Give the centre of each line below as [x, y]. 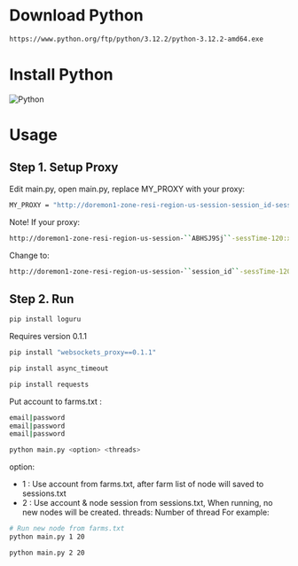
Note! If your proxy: [45, 221]
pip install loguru [45, 320]
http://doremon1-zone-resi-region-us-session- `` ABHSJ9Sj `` [121, 238]
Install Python [61, 74]
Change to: [30, 255]
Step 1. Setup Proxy [64, 168]
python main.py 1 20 [47, 537]
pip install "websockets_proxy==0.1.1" [83, 353]
